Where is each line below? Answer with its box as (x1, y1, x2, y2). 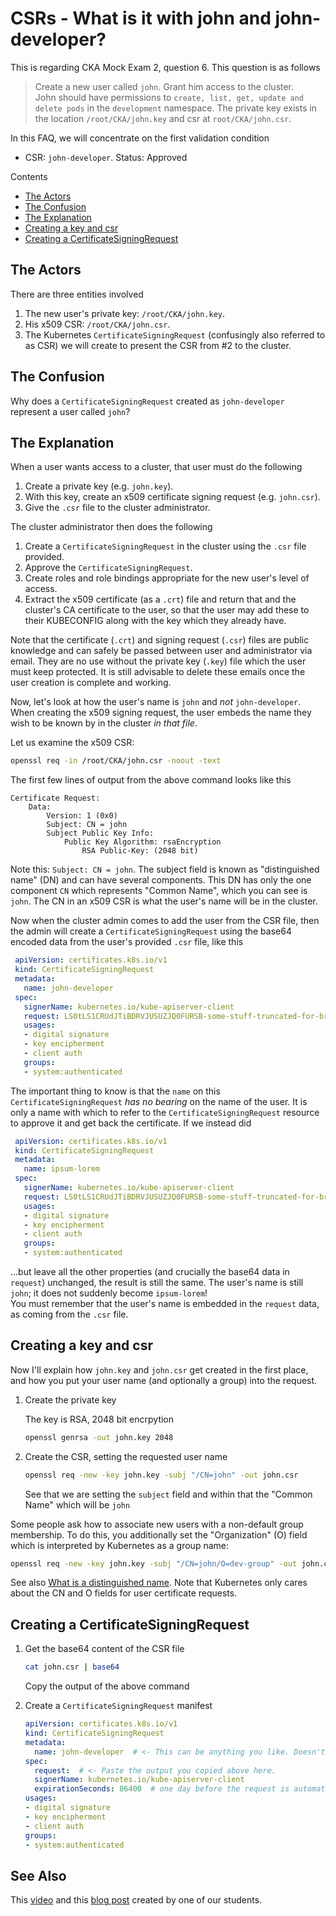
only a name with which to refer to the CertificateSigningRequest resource (10, 1106, 320, 1118)
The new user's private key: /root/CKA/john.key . (24, 307, 225, 319)
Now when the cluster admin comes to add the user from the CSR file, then (10, 915, 320, 927)
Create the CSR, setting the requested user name (24, 1450, 228, 1462)
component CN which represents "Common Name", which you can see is (10, 885, 308, 897)
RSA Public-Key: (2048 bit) (81, 846, 199, 856)
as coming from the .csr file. (10, 1308, 129, 1320)
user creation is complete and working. (10, 677, 172, 689)
